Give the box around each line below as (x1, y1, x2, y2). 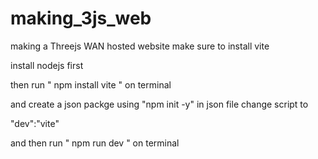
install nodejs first (10, 59, 84, 71)
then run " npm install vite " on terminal (10, 78, 172, 91)
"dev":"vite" (10, 117, 60, 129)
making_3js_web (10, 7, 152, 30)
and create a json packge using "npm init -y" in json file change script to (10, 98, 309, 110)
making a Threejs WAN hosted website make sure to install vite (10, 40, 270, 52)
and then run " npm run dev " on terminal (10, 137, 180, 149)
